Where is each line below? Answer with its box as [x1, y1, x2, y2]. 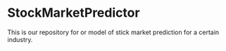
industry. [7, 35, 33, 43]
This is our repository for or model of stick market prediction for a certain [7, 28, 220, 36]
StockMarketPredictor [7, 5, 140, 21]
